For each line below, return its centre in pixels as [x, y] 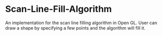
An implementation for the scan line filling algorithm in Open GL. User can [81, 23]
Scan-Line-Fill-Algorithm [58, 9]
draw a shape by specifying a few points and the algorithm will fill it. [75, 28]
